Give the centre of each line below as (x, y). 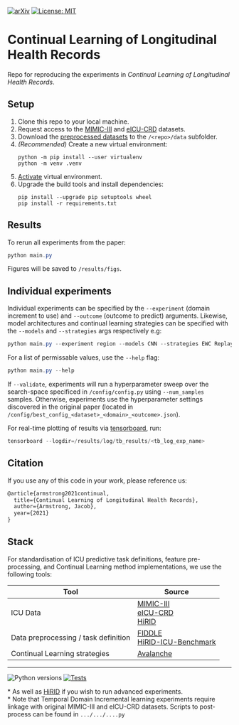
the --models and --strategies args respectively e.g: (85, 331)
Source (177, 591)
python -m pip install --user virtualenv (80, 157)
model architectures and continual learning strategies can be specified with (118, 323)
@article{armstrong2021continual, (59, 493)
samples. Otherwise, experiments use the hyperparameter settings (105, 399)
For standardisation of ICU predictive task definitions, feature (97, 559)
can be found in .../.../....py (79, 714)
